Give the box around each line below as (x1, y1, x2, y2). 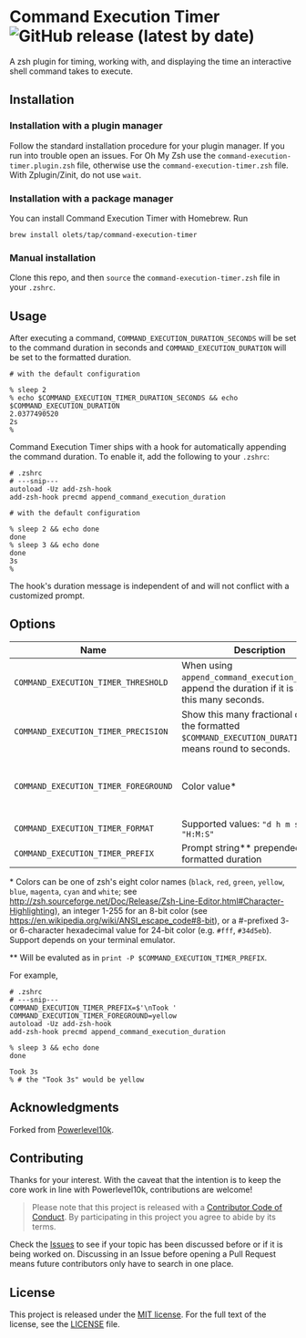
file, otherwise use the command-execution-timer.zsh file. (76, 160, 289, 171)
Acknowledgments (9, 1100, 120, 1115)
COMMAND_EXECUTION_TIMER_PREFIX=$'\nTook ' (9, 1003, 178, 1012)
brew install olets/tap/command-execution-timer (9, 230, 198, 239)
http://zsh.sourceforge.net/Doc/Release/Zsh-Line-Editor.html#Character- (9, 896, 284, 907)
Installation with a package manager (9, 192, 174, 204)
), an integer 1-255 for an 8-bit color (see (54, 905, 208, 916)
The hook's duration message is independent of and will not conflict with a (9, 581, 290, 592)
